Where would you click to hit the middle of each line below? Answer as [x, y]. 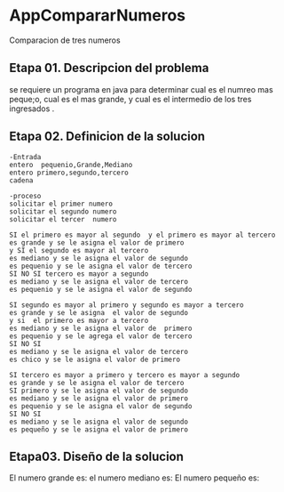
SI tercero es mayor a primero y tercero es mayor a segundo [125, 375]
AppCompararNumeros [98, 16]
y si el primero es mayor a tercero [79, 320]
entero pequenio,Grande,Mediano [71, 165]
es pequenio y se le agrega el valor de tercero [101, 336]
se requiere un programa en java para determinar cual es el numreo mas [141, 89]
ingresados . [32, 109]
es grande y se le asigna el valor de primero [97, 242]
